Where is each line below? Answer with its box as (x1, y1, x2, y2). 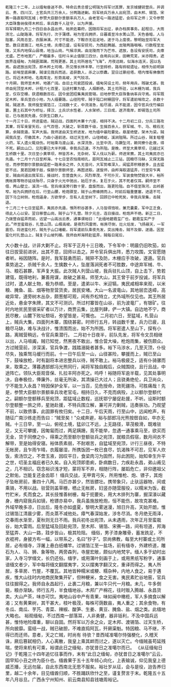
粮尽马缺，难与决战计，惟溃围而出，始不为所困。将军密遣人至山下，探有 (5, 325, 157, 331)
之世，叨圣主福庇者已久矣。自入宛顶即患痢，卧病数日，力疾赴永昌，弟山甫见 (5, 459, 166, 465)
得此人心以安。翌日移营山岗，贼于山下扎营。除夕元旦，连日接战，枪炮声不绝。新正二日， (5, 211, 164, 216)
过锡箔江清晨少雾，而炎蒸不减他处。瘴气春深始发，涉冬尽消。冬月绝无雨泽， (5, 510, 166, 516)
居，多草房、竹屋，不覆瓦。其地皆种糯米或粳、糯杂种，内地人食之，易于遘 (5, 568, 161, 574)
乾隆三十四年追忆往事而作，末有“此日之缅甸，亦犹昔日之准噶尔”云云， (18, 651, 165, 657)
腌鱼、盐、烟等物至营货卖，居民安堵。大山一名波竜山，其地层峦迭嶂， (14, 287, 161, 293)
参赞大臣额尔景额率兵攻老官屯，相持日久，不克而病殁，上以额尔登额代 (14, 389, 161, 395)
